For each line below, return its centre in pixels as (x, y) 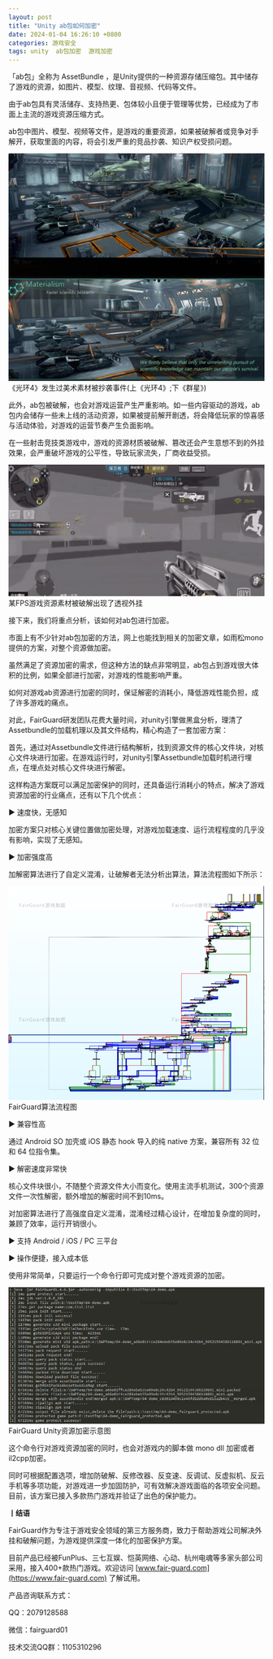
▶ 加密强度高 (30, 857)
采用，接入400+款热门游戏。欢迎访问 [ (74, 1567)
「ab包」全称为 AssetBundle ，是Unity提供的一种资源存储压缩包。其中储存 (134, 76)
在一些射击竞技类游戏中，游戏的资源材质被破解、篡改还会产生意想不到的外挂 (136, 442)
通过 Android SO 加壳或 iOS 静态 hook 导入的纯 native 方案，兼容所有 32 (129, 1141)
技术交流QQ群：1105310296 (55, 1647)
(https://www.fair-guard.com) (58, 1578)
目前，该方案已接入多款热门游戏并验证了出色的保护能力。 (104, 1496)
